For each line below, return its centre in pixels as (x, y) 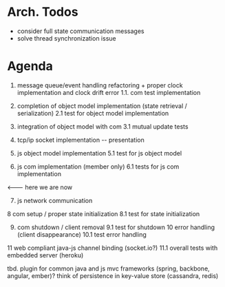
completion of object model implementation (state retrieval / (102, 106)
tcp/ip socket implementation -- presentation (81, 140)
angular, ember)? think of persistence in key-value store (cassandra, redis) (113, 275)
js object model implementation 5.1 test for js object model (99, 153)
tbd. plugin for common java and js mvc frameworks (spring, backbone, (108, 268)
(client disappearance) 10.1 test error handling (82, 234)
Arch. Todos (43, 12)
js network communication (55, 200)
